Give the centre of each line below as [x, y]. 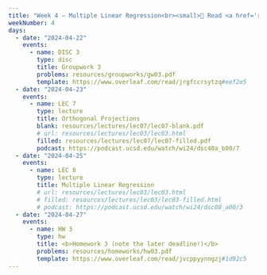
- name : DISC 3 [54, 52]
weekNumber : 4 [32, 23]
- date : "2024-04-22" [51, 38]
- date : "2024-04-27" [51, 215]
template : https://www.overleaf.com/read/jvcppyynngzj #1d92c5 [142, 258]
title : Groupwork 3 [69, 67]
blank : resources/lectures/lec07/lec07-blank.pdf [120, 126]
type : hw [51, 237]
